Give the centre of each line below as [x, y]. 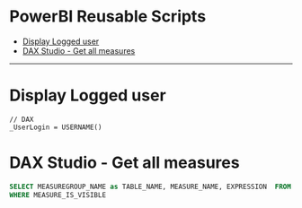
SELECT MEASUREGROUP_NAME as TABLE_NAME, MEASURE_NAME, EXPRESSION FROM [151, 186]
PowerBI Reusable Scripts [108, 17]
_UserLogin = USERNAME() [56, 127]
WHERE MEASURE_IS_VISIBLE [58, 195]
